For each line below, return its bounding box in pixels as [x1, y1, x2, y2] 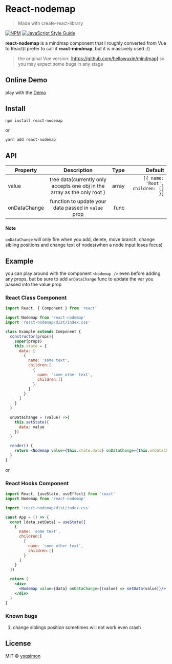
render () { [10, 443, 33, 449]
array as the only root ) [50, 189, 106, 196]
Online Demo [5, 76, 48, 85]
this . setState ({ [14, 419, 50, 425]
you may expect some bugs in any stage [17, 61, 103, 67]
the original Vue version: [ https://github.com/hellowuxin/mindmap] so [17, 55, 165, 62]
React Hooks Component [5, 479, 69, 487]
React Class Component [5, 294, 67, 301]
